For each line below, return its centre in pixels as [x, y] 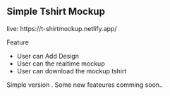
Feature [18, 42]
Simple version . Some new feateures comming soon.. [85, 85]
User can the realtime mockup [61, 64]
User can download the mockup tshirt [72, 71]
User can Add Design [48, 56]
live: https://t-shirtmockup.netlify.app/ [62, 28]
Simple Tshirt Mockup [56, 12]
